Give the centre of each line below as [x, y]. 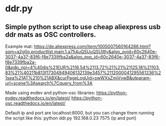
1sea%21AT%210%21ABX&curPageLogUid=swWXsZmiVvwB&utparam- [78, 78]
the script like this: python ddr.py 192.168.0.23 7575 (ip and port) [71, 118]
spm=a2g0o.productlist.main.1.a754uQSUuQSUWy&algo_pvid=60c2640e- [81, 52]
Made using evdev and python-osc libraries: [50, 93]
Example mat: [19, 46]
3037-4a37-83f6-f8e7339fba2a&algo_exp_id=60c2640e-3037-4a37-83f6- [83, 57]
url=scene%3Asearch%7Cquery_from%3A [49, 83]
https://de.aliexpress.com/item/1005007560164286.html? [92, 46]
